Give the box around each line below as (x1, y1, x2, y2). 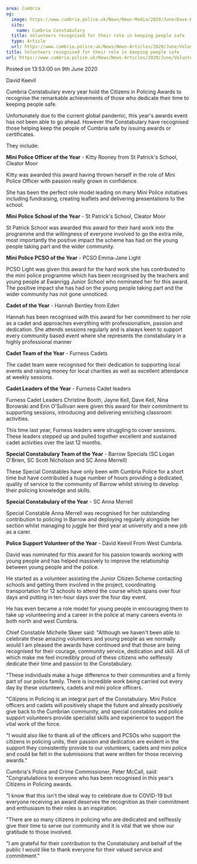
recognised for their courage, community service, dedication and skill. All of (6, 647, 189, 655)
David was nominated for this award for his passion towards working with (6, 551, 184, 558)
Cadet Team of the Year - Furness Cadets (6, 350, 108, 357)
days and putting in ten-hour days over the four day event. (6, 594, 148, 601)
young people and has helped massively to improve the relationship (6, 557, 169, 564)
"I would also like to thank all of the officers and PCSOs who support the (6, 732, 181, 739)
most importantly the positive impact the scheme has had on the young (6, 236, 178, 243)
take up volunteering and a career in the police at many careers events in (6, 611, 183, 618)
